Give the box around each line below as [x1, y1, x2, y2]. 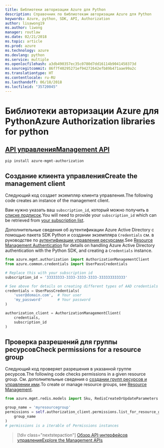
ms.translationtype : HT [5, 71, 54, 76]
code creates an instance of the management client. [5, 198, 110, 204]
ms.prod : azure [5, 43, 36, 48]
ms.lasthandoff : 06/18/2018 [5, 80, 62, 84]
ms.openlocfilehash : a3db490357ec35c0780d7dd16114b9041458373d [5, 61, 137, 66]
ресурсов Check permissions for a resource [5, 345, 142, 354]
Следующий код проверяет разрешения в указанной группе [5, 366, 132, 372]
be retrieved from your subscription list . [5, 218, 85, 224]
